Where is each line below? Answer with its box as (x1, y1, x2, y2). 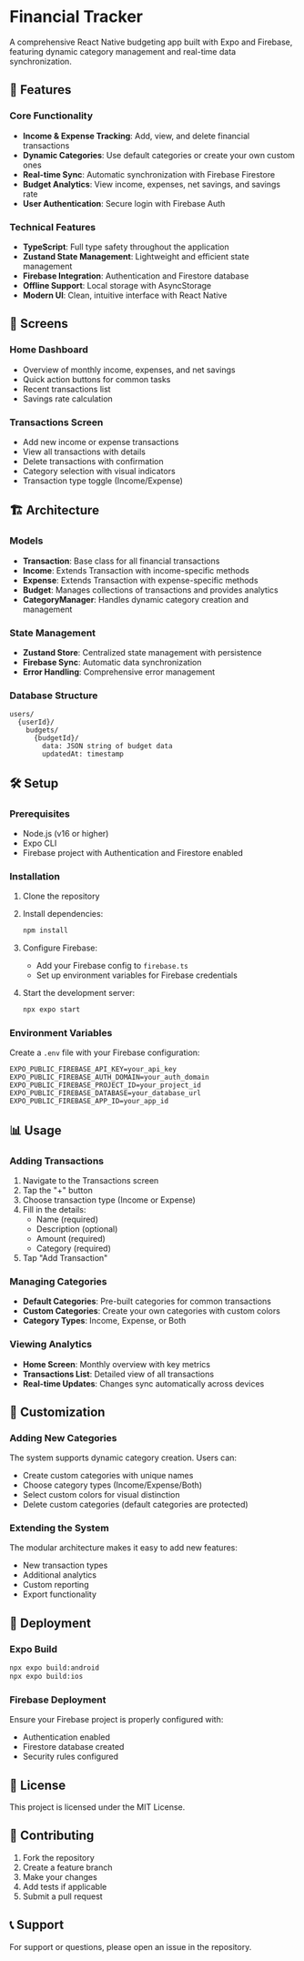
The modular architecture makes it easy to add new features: (9, 1542, 238, 1553)
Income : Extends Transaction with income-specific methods (22, 564, 250, 575)
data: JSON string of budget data (42, 742, 173, 751)
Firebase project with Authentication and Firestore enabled (22, 847, 244, 858)
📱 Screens (9, 316, 68, 331)
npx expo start (22, 1005, 81, 1014)
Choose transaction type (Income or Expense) (22, 1194, 196, 1205)
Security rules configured (22, 1751, 118, 1763)
